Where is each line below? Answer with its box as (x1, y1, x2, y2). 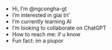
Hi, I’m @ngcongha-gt (11, 5, 67, 12)
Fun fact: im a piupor (11, 37, 64, 44)
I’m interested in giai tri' (11, 11, 70, 19)
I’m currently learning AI (11, 18, 72, 25)
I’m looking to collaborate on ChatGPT (11, 24, 107, 31)
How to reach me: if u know (11, 31, 81, 38)
